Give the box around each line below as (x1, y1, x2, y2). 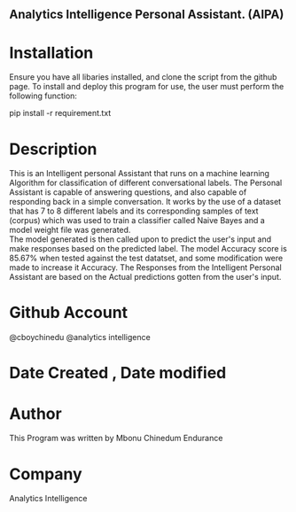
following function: (9, 90, 78, 101)
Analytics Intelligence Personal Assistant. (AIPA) (9, 7, 284, 22)
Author (9, 403, 62, 423)
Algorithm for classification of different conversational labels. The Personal (9, 177, 283, 189)
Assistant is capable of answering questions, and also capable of (9, 187, 247, 198)
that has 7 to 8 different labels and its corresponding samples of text (9, 206, 259, 216)
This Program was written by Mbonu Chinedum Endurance (9, 433, 223, 444)
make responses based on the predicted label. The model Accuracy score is (9, 244, 288, 254)
